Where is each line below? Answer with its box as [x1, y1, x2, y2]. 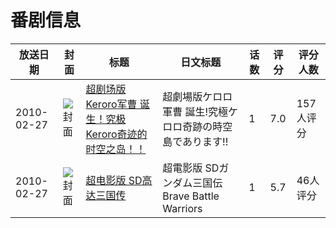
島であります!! [162, 134, 229, 148]
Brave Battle [162, 189, 220, 203]
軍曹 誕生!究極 [162, 104, 229, 118]
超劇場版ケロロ [162, 89, 233, 103]
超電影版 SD [162, 161, 220, 175]
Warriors [162, 201, 203, 215]
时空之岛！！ [85, 142, 147, 156]
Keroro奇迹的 [85, 127, 148, 141]
